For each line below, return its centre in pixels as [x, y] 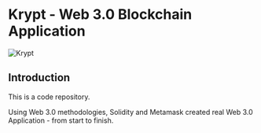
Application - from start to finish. [61, 120]
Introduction [39, 78]
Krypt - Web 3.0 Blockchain [100, 15]
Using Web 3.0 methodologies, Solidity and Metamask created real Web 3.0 [130, 112]
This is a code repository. [49, 97]
